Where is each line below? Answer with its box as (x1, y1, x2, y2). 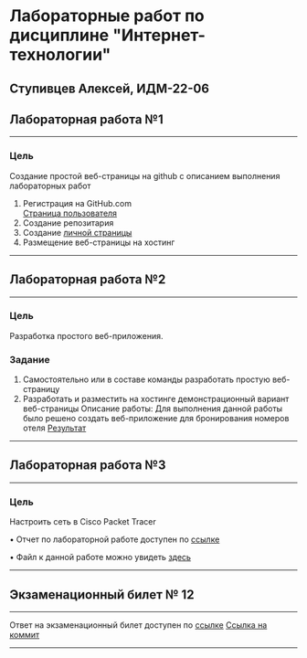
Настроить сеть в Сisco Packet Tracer (9, 516, 157, 527)
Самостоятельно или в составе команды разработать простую (22, 374, 271, 385)
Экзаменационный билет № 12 (9, 587, 195, 602)
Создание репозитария (22, 217, 114, 228)
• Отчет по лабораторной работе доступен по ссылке (9, 534, 220, 545)
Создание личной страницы (22, 227, 132, 238)
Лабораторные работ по (9, 5, 206, 27)
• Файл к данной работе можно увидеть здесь (9, 552, 192, 563)
